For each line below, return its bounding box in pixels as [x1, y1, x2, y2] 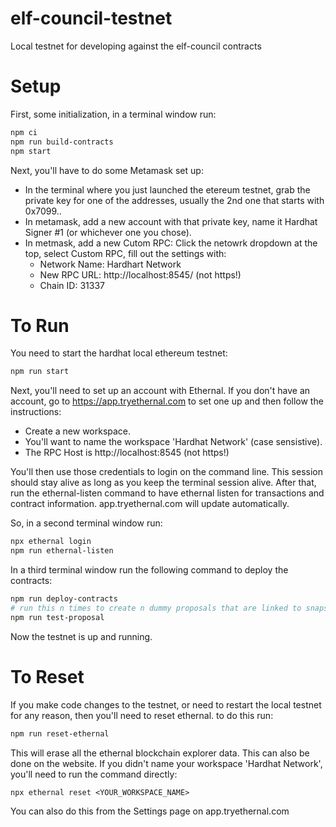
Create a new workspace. [24, 425, 132, 437]
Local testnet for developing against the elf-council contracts [10, 40, 262, 52]
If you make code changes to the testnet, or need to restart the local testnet [10, 698, 322, 711]
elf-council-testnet [10, 7, 173, 30]
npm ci [10, 127, 38, 137]
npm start [10, 146, 52, 156]
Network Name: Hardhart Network [39, 258, 182, 270]
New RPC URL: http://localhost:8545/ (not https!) [39, 268, 242, 281]
